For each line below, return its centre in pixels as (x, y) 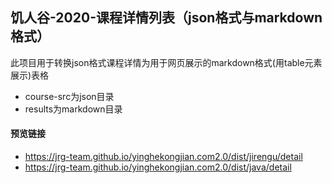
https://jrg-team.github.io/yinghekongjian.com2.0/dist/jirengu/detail (163, 157)
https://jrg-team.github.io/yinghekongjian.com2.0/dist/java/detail (158, 167)
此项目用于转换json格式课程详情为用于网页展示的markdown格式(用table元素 (166, 62)
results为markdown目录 (73, 109)
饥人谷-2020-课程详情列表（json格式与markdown (166, 18)
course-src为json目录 (69, 96)
